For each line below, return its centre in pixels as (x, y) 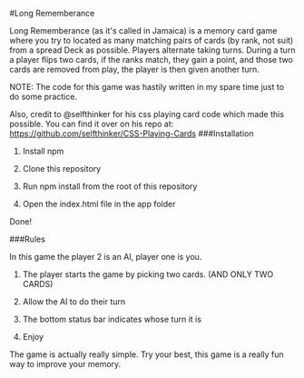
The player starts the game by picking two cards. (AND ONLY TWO (148, 274)
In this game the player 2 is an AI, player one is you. (106, 257)
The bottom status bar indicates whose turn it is (112, 319)
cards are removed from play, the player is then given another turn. (135, 69)
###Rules (27, 239)
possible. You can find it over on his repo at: (92, 124)
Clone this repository (62, 169)
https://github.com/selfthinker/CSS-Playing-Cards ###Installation (132, 134)
